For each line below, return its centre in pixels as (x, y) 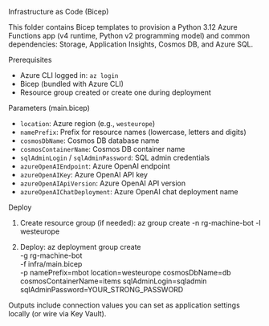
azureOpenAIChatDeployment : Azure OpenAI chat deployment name (129, 192)
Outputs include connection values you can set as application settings (124, 305)
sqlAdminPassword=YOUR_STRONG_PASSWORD (102, 289)
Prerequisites (30, 60)
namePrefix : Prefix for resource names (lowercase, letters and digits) (133, 132)
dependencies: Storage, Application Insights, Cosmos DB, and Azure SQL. (131, 44)
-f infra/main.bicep (51, 264)
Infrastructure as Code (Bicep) (59, 12)
